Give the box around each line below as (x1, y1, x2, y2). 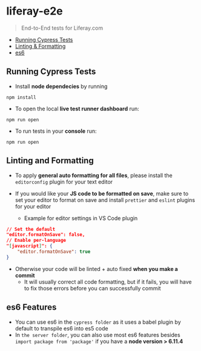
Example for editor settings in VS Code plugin (24, 214, 138, 222)
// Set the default (6, 226, 56, 232)
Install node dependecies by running (15, 82, 108, 90)
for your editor (15, 202, 51, 210)
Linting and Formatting (6, 156, 94, 166)
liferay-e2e (6, 4, 64, 18)
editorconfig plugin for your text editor (15, 178, 113, 186)
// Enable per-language (6, 238, 67, 244)
